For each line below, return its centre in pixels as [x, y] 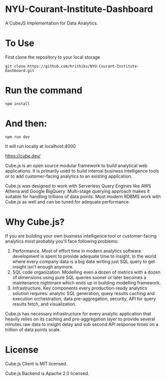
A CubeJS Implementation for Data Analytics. [52, 23]
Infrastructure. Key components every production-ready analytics [80, 288]
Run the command [44, 90]
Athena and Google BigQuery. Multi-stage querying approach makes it [78, 191]
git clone [15, 66]
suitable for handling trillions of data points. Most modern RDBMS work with [83, 196]
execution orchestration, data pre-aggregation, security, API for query [84, 298]
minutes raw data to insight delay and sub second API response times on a [82, 324]
